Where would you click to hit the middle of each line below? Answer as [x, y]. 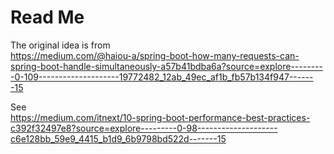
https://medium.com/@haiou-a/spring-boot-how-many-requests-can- [155, 55]
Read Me [47, 17]
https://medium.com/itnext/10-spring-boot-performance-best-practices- [160, 117]
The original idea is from [60, 45]
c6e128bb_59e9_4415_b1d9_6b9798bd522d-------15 [118, 138]
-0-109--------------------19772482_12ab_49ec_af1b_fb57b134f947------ [162, 77]
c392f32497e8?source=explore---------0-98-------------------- [144, 128]
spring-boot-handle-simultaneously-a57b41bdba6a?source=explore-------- [166, 66]
